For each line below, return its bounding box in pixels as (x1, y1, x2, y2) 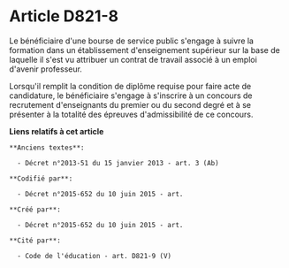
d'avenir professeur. (9, 64, 82, 74)
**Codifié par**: (9, 174, 73, 183)
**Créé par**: (9, 205, 62, 214)
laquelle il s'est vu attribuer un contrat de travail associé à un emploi (9, 54, 258, 65)
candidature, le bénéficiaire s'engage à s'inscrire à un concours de (9, 90, 253, 101)
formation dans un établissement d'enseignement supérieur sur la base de (9, 44, 280, 55)
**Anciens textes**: (9, 143, 86, 152)
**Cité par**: (9, 236, 62, 245)
